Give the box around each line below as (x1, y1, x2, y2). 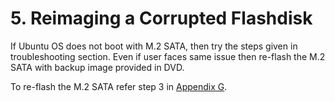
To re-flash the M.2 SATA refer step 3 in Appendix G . (10, 80, 228, 92)
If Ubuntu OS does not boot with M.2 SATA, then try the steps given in (10, 40, 298, 52)
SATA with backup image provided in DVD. (10, 61, 185, 73)
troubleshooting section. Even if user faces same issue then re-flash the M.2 (10, 50, 326, 62)
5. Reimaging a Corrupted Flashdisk (10, 7, 313, 30)
